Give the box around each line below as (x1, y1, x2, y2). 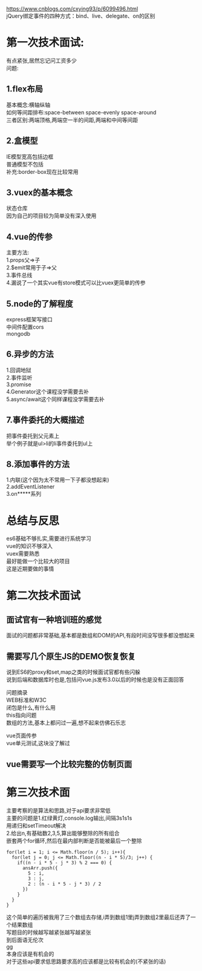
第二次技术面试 (6, 588, 81, 602)
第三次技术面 (6, 785, 71, 799)
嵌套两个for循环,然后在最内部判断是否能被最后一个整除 (6, 837, 142, 844)
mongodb (6, 330, 31, 337)
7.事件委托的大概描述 (6, 415, 85, 426)
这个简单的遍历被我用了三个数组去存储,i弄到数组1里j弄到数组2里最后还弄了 (6, 913, 191, 921)
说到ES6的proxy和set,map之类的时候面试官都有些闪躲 (6, 668, 141, 676)
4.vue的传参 (6, 231, 53, 242)
